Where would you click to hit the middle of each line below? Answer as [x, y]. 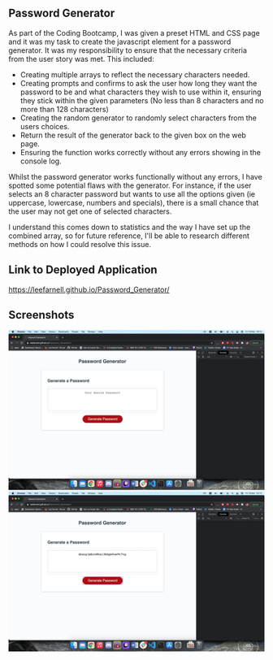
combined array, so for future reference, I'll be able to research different [129, 236]
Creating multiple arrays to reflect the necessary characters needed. [135, 74]
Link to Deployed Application [83, 270]
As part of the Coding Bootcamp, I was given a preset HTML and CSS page [134, 33]
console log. [41, 161]
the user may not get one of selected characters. [90, 211]
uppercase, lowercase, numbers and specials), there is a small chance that [134, 202]
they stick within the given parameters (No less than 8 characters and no [142, 100]
